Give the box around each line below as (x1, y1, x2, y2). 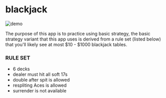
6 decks (12, 66, 30, 72)
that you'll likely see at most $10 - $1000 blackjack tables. (5, 41, 127, 47)
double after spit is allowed (12, 77, 70, 83)
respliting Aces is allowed (12, 82, 67, 88)
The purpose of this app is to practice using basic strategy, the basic (5, 30, 151, 36)
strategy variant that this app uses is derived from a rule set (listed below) (5, 36, 161, 42)
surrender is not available (12, 88, 67, 94)
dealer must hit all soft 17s (12, 71, 68, 77)
